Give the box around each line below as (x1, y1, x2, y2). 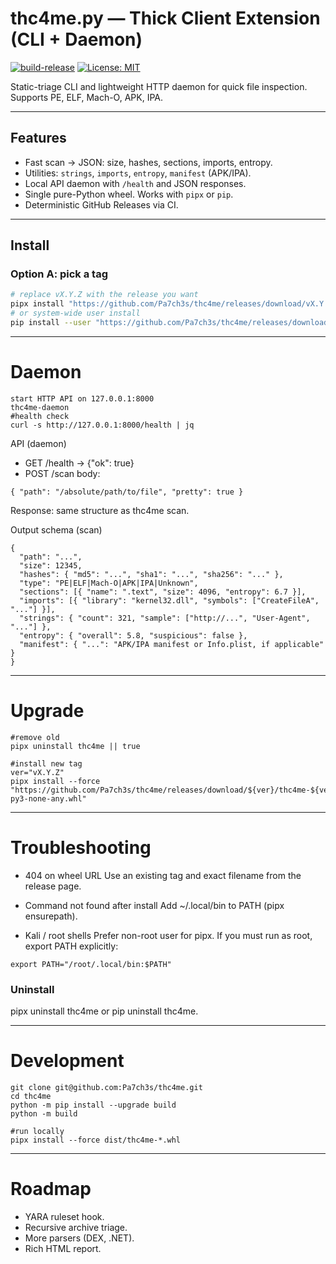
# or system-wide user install (10, 308, 141, 319)
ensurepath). (24, 910, 78, 922)
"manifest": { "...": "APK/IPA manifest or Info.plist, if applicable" (19, 639, 325, 649)
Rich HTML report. (24, 1242, 102, 1254)
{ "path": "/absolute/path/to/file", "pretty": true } (10, 487, 244, 497)
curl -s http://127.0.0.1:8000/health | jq (10, 420, 195, 430)
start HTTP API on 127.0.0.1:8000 (10, 393, 155, 404)
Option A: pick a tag (10, 267, 108, 281)
